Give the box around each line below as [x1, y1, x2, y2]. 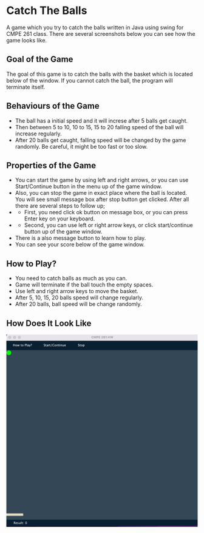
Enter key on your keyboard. [24, 215, 95, 222]
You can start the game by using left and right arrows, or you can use [15, 177, 189, 184]
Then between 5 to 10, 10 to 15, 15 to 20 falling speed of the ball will [15, 123, 184, 131]
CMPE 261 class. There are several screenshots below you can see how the [6, 30, 195, 37]
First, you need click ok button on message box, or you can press [24, 209, 188, 216]
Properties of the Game [6, 160, 96, 171]
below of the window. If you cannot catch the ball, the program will [6, 76, 173, 84]
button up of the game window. [24, 228, 103, 236]
